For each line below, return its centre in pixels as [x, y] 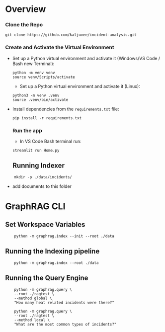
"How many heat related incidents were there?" [64, 302]
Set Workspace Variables [45, 225]
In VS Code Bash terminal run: [51, 141]
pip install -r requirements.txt [47, 118]
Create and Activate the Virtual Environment [60, 47]
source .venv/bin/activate [40, 100]
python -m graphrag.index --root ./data [56, 263]
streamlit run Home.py [36, 151]
